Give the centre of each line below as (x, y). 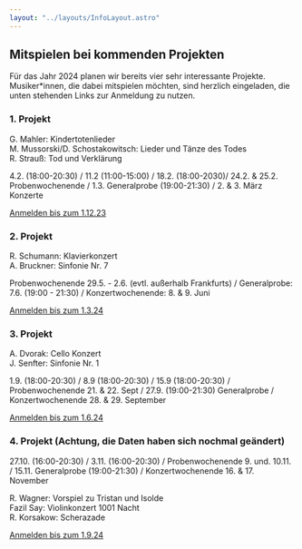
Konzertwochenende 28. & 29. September (88, 400)
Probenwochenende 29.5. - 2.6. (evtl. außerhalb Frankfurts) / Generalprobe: (151, 283)
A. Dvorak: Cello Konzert (55, 354)
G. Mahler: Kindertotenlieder (63, 139)
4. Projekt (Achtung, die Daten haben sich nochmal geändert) (147, 441)
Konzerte (26, 195)
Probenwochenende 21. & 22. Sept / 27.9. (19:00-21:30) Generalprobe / (142, 390)
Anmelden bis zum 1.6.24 (57, 417)
